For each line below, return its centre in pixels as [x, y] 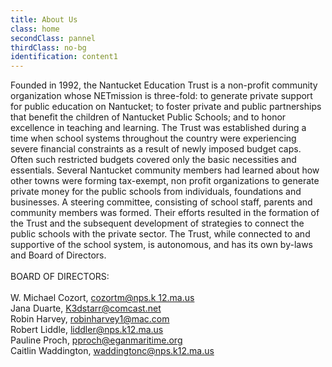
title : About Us [44, 19]
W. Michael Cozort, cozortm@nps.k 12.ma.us [102, 298]
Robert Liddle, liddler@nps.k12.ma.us [87, 330]
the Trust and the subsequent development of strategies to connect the [157, 223]
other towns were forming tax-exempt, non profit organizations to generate [165, 181]
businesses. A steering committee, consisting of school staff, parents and [161, 202]
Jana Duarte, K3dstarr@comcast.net [86, 308]
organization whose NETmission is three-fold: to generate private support [161, 96]
